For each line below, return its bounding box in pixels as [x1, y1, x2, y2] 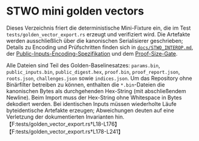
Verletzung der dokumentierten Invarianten [6, 113, 114, 120]
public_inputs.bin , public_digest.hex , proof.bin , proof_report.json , [6, 68, 180, 75]
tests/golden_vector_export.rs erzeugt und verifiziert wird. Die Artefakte [6, 30, 191, 38]
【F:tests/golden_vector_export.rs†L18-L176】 [6, 120, 120, 128]
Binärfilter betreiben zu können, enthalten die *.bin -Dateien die [6, 80, 165, 88]
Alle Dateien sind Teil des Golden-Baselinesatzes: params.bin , [6, 62, 161, 69]
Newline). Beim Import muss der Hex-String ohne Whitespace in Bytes [6, 94, 182, 101]
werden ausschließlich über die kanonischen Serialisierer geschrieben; [6, 37, 183, 44]
